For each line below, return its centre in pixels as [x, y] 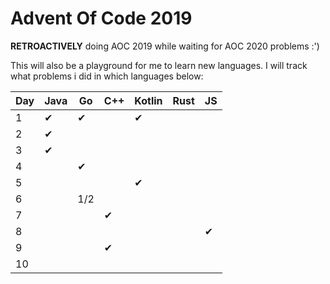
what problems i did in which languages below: [107, 76]
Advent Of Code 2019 [101, 18]
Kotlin [148, 100]
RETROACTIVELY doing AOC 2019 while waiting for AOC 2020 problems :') [165, 46]
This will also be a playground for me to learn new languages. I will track [159, 65]
